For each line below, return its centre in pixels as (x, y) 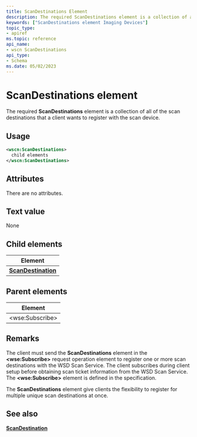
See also (22, 414)
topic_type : (21, 28)
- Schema (17, 60)
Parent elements (37, 291)
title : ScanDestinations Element (47, 11)
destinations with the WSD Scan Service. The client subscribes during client (98, 365)
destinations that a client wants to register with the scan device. (83, 117)
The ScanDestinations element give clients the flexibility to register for (92, 389)
